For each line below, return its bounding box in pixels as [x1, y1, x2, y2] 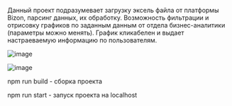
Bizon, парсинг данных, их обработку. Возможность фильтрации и [7, 13, 209, 22]
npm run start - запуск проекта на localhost [7, 91, 138, 99]
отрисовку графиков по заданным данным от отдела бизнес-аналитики [7, 21, 226, 29]
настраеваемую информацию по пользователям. [7, 36, 158, 45]
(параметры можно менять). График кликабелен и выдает [7, 28, 184, 37]
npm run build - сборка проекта [7, 77, 103, 86]
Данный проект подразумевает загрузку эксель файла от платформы [7, 6, 219, 14]
